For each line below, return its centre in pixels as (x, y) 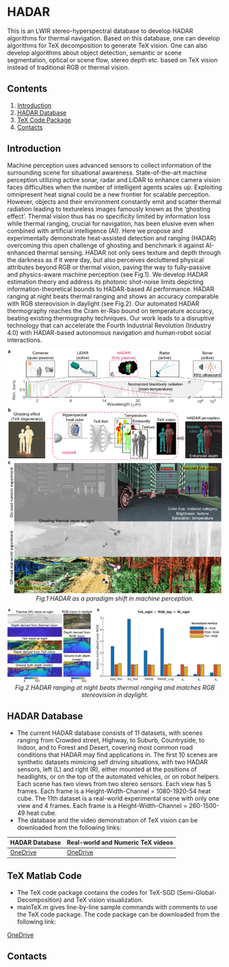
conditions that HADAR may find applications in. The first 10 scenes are (117, 755)
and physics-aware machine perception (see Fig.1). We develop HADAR (108, 274)
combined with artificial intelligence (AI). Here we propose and (95, 231)
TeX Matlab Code (44, 876)
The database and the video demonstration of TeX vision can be (107, 820)
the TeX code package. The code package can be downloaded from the (118, 914)
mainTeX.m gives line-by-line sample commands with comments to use (117, 907)
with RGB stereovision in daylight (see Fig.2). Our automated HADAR (103, 303)
